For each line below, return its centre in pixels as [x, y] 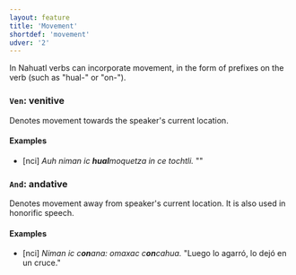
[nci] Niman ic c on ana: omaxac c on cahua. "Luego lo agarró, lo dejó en [154, 254]
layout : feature [39, 17]
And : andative [39, 184]
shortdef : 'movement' [50, 34]
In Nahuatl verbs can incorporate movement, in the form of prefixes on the [147, 68]
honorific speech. [42, 213]
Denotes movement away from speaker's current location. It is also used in [148, 203]
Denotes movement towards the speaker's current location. [119, 120]
